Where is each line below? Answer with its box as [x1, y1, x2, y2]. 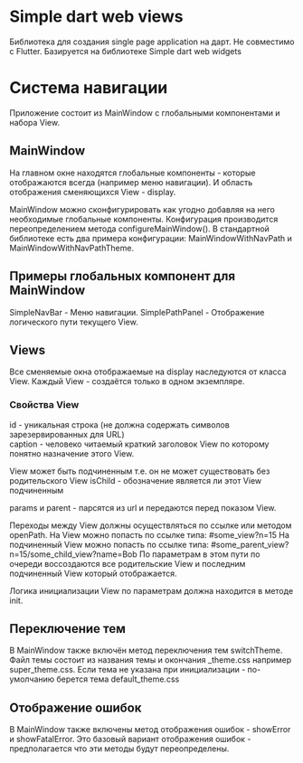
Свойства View [9, 399, 80, 411]
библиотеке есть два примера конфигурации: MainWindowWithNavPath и [9, 232, 292, 243]
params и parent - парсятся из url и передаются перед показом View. [9, 502, 277, 513]
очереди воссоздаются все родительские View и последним [9, 558, 246, 569]
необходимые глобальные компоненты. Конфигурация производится [9, 213, 279, 224]
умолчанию [9, 674, 55, 684]
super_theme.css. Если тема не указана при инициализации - [9, 664, 246, 675]
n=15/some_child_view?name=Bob [9, 549, 137, 560]
